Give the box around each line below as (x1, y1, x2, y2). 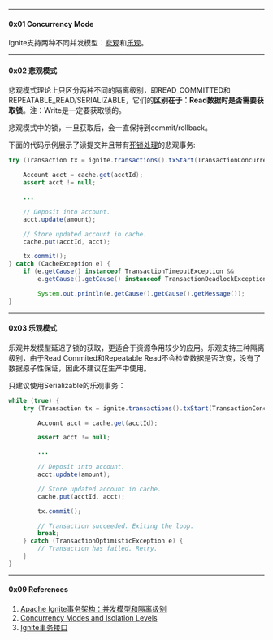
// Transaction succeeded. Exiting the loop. (37, 521, 195, 530)
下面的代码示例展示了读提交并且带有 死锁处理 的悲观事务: (8, 140, 197, 150)
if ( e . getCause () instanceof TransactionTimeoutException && (23, 267, 234, 276)
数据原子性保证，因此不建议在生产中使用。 (8, 363, 151, 373)
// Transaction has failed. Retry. (37, 545, 158, 553)
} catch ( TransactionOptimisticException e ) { (23, 537, 184, 545)
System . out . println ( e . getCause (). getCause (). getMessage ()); (37, 289, 245, 297)
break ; (37, 530, 60, 538)
